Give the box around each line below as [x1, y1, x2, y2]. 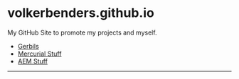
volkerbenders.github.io [7, 5, 154, 21]
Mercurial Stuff [17, 49, 62, 58]
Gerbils [17, 42, 39, 50]
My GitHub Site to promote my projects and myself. [7, 28, 158, 37]
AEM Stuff [17, 56, 48, 65]
